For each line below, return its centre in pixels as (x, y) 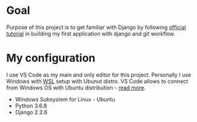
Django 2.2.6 (31, 112)
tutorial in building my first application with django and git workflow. (91, 33)
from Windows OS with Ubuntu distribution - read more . (76, 88)
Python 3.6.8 (31, 106)
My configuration (51, 58)
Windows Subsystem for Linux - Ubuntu (65, 99)
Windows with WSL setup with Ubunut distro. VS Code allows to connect (97, 81)
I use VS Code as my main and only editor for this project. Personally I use (99, 75)
